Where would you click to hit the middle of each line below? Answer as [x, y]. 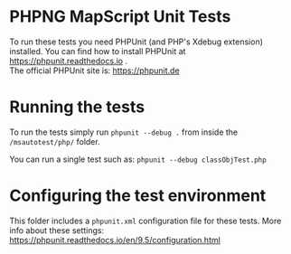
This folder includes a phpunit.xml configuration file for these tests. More [145, 221]
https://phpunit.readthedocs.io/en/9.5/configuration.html [115, 240]
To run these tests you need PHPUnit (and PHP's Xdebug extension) [136, 42]
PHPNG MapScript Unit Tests [120, 17]
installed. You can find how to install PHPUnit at [98, 51]
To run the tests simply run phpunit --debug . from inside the [123, 132]
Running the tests [77, 107]
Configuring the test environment [138, 196]
